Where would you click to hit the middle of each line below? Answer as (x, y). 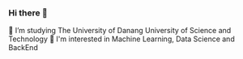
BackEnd (23, 48)
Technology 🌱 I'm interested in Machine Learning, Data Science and (122, 39)
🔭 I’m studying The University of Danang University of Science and (120, 31)
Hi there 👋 (28, 13)
